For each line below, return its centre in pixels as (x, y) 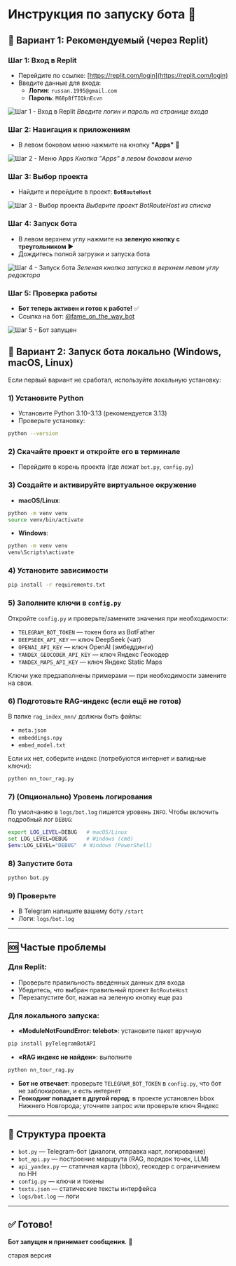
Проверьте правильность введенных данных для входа (101, 982)
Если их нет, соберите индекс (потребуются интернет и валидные (107, 758)
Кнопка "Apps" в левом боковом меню (134, 159)
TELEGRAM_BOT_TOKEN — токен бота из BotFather (86, 632)
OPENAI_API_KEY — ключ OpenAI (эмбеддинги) (86, 647)
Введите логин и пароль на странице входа (143, 111)
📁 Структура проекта (57, 1134)
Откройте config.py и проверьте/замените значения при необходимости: (118, 618)
